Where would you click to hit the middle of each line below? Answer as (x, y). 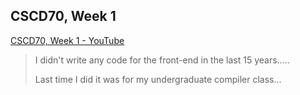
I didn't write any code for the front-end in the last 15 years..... (162, 60)
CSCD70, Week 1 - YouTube (67, 40)
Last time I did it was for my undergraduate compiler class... (158, 79)
